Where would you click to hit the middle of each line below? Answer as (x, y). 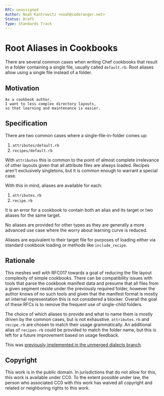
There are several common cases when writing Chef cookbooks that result (81, 62)
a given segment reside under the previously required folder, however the (80, 288)
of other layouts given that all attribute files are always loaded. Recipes (77, 165)
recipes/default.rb (32, 151)
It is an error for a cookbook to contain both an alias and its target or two (79, 210)
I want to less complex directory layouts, (51, 104)
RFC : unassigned (22, 10)
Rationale (20, 261)
